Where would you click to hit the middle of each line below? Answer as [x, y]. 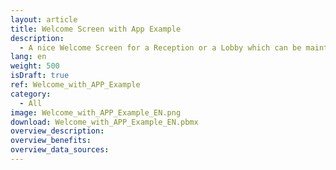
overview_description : [57, 131]
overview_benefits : [51, 141]
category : [31, 94]
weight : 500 [35, 66]
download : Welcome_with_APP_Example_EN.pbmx [104, 122]
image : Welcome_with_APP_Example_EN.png [96, 112]
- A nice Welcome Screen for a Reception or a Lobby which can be [160, 47]
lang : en [28, 57]
